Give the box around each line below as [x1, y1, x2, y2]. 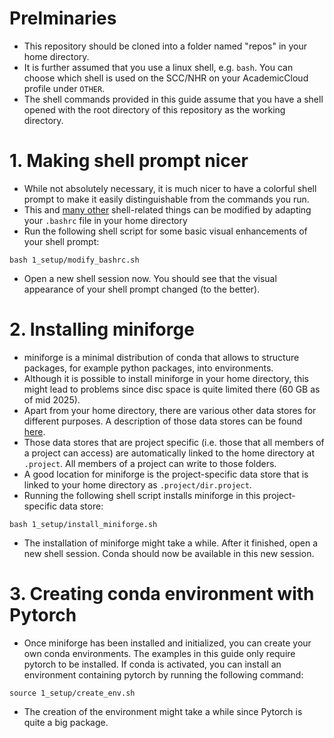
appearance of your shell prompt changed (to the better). [23, 283, 261, 295]
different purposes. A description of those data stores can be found [23, 415, 303, 427]
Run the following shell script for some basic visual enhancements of [23, 225, 308, 237]
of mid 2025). [23, 393, 81, 406]
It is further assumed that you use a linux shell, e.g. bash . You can [23, 61, 294, 73]
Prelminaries [9, 7, 117, 30]
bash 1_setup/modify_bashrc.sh [9, 255, 140, 265]
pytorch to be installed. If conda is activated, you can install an [23, 658, 282, 670]
